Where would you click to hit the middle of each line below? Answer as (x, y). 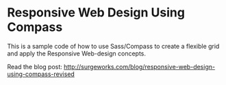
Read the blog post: (35, 66)
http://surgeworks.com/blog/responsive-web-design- (140, 66)
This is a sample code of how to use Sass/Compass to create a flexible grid (113, 46)
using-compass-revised (41, 74)
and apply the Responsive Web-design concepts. (76, 53)
